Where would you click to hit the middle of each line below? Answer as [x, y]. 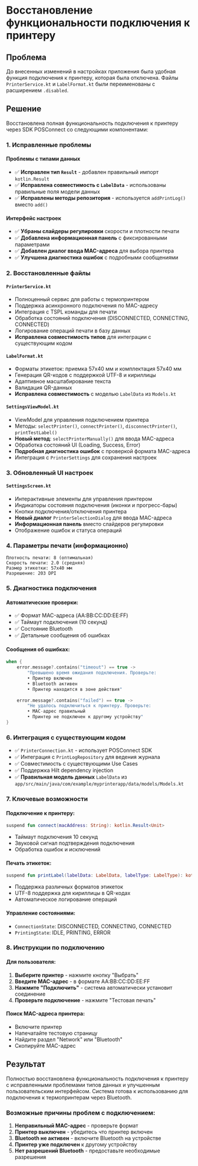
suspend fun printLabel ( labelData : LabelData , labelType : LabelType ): [95, 876]
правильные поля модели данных [57, 191]
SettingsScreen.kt [29, 486]
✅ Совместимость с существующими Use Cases [76, 764]
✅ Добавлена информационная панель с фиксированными [91, 238]
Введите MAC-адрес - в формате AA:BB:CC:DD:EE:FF [82, 981]
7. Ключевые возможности [47, 799]
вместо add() [31, 204]
